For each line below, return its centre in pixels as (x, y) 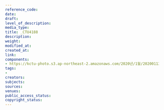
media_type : (17, 28)
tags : (10, 69)
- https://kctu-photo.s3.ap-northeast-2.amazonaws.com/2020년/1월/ (74, 64)
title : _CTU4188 (21, 32)
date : (10, 14)
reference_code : (21, 9)
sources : (14, 86)
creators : (15, 77)
